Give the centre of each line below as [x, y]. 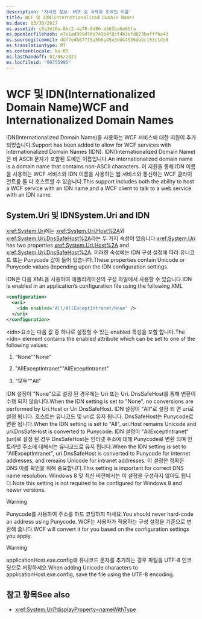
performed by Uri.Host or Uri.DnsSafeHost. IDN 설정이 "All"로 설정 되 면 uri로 [100, 408]
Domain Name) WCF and [68, 107]
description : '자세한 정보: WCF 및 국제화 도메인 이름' [69, 12]
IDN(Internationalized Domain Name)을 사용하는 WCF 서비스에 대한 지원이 [96, 138]
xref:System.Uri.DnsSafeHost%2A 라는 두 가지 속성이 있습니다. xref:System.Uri [101, 238]
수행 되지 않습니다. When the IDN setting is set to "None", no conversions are [100, 401]
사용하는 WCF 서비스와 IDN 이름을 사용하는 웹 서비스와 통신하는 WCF [94, 174]
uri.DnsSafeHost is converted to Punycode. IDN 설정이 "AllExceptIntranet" [97, 431]
